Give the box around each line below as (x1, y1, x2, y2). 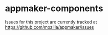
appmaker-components (5, 3, 104, 14)
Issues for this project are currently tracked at (5, 19, 97, 25)
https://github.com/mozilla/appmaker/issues (5, 24, 94, 30)
